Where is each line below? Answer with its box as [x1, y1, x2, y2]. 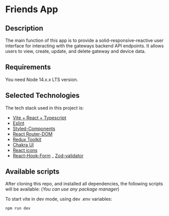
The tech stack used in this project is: [5, 104, 84, 111]
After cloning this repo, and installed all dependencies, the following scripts [5, 181, 163, 187]
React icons [12, 147, 38, 153]
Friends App [5, 4, 59, 15]
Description [5, 24, 43, 33]
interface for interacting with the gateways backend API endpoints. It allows [5, 43, 164, 49]
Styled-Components [12, 125, 55, 131]
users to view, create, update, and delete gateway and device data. [5, 48, 146, 54]
